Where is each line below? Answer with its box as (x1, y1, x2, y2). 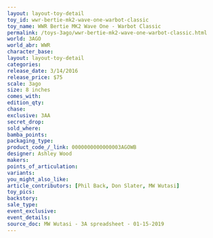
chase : (7, 106, 26, 112)
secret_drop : (7, 118, 45, 126)
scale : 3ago (7, 80, 41, 87)
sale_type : (7, 202, 38, 209)
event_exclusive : (7, 208, 57, 215)
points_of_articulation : (7, 163, 78, 170)
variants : (7, 169, 36, 176)
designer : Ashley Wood (7, 150, 72, 158)
